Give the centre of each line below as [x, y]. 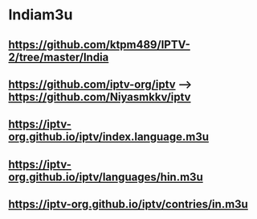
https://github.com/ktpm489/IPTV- [99, 45]
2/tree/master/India [59, 57]
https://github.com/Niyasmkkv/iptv [100, 97]
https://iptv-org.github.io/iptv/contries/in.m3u [128, 204]
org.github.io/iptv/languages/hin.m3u [106, 177]
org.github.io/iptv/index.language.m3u [109, 137]
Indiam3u [41, 15]
